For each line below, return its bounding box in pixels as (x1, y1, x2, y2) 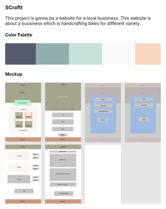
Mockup (5, 71, 23, 77)
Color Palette (5, 32, 33, 38)
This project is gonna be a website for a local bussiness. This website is (5, 15, 151, 21)
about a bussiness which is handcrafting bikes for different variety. (5, 20, 141, 26)
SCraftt (5, 4, 23, 11)
